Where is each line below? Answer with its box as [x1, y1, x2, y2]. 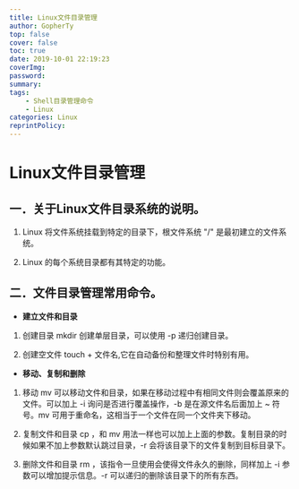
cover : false [9, 38, 58, 47]
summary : [9, 80, 42, 89]
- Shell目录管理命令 [25, 96, 94, 106]
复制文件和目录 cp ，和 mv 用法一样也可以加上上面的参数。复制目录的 [21, 428, 280, 439]
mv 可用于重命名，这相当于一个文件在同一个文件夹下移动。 [38, 409, 256, 420]
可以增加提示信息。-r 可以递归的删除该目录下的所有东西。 [30, 469, 243, 480]
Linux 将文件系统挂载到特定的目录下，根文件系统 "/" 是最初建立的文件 [21, 227, 279, 237]
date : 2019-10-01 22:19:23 [9, 55, 110, 64]
